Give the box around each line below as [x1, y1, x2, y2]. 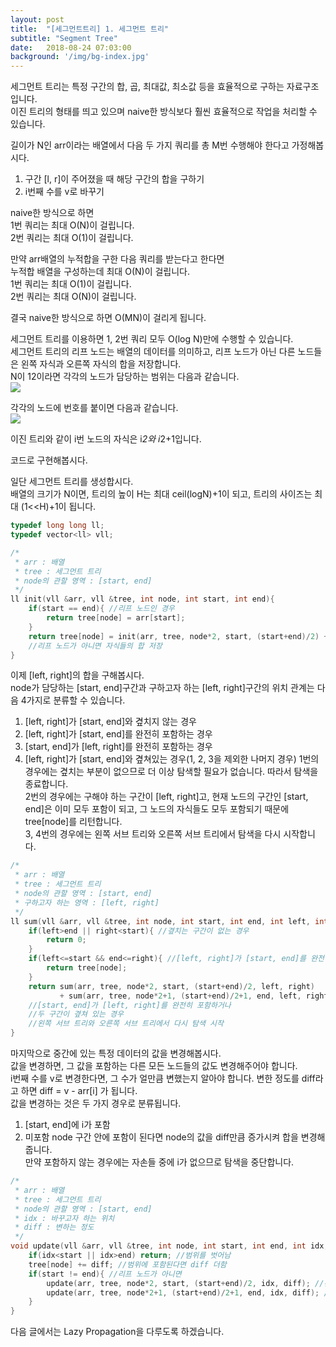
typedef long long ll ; [10, 521, 105, 531]
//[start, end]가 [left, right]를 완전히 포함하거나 [28, 1000, 232, 1010]
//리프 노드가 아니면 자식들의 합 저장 [28, 641, 163, 651]
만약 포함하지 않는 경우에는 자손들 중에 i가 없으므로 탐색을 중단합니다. [24, 1156, 295, 1168]
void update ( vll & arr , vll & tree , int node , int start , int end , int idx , [10, 1241, 329, 1251]
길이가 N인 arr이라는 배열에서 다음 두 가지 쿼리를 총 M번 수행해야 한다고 [10, 139, 290, 151]
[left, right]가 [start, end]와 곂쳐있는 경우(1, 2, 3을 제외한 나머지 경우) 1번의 [24, 753, 320, 765]
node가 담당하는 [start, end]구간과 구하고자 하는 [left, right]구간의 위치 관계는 [10, 682, 315, 694]
